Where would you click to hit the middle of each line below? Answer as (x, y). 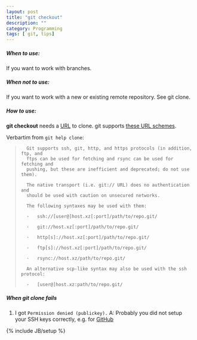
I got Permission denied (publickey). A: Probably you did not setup (98, 313)
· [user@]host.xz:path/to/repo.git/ (75, 285)
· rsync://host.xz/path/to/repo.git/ (76, 259)
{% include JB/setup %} (36, 331)
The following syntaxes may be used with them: (87, 206)
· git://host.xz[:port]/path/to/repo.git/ (83, 227)
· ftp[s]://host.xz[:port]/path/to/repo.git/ (87, 248)
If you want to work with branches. (49, 68)
